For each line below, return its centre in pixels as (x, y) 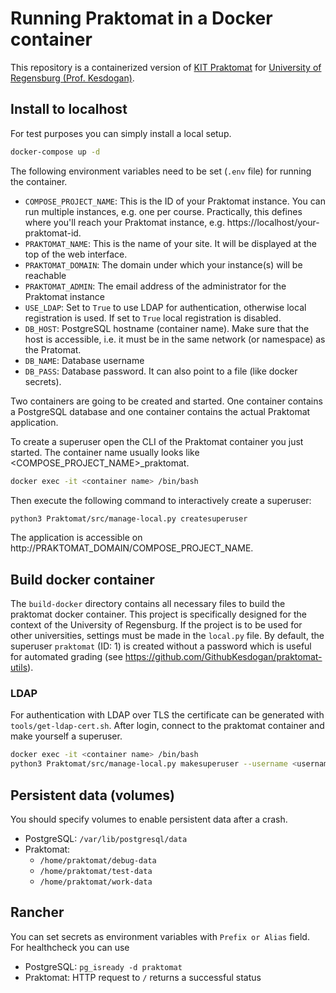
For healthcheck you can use (70, 947)
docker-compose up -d (55, 152)
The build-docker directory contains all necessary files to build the (148, 604)
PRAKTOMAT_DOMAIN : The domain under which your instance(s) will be (163, 264)
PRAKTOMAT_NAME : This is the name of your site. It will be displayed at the (170, 243)
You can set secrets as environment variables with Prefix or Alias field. (160, 936)
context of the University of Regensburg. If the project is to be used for (156, 625)
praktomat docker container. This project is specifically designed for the (158, 614)
